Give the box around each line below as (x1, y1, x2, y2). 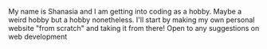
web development (8, 32, 68, 41)
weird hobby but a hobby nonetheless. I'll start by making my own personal (8, 15, 255, 24)
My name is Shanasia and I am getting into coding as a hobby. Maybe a (8, 7, 242, 16)
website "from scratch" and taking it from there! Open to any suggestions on (8, 24, 260, 32)
